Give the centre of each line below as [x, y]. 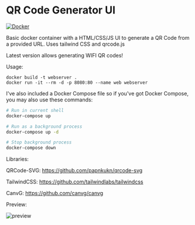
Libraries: [18, 159]
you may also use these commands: [49, 100]
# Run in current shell [35, 110]
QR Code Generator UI [61, 10]
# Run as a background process [44, 127]
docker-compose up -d [32, 132]
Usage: [15, 67]
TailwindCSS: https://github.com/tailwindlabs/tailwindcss [75, 182]
